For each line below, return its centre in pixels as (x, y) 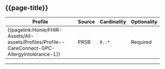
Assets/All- (21, 36)
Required (141, 42)
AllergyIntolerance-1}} (34, 54)
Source (86, 21)
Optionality (144, 21)
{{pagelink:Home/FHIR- (35, 30)
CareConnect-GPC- (31, 48)
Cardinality (113, 21)
